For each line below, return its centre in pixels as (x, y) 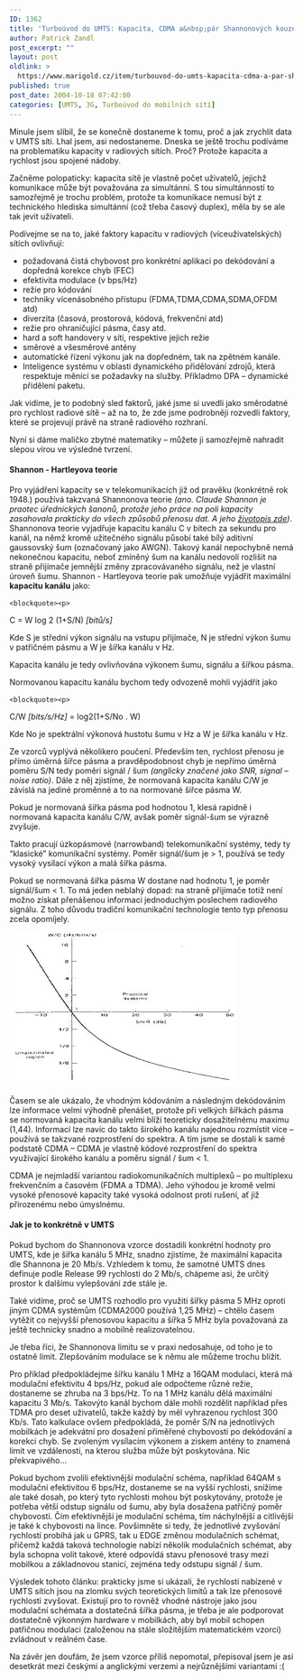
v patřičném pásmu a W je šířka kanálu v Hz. (92, 647)
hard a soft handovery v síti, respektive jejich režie (116, 337)
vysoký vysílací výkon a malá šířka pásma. (88, 863)
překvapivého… (38, 1460)
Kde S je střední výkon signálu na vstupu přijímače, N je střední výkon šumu (150, 637)
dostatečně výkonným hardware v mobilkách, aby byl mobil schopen (137, 1620)
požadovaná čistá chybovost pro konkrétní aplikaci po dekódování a (148, 261)
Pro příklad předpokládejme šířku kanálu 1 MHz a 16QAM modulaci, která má (151, 1374)
